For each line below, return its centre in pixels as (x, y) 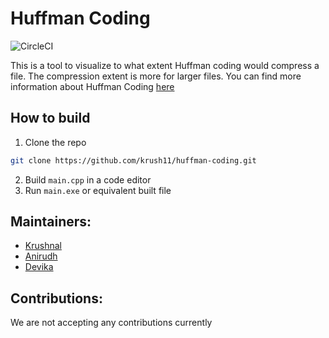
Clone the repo (55, 142)
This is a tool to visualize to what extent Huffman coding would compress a (165, 65)
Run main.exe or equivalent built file (98, 190)
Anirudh (41, 256)
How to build (50, 118)
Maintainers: (51, 222)
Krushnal (43, 246)
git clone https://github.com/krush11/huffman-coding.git (133, 160)
